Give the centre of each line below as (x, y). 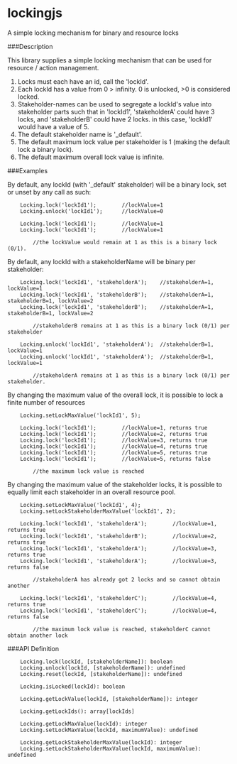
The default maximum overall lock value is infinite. (91, 157)
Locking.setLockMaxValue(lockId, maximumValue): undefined (109, 730)
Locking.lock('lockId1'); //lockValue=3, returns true (114, 440)
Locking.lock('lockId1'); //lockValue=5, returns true (114, 452)
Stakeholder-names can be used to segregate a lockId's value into (115, 104)
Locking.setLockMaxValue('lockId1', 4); (81, 505)
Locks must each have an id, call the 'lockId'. (83, 81)
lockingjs (35, 13)
